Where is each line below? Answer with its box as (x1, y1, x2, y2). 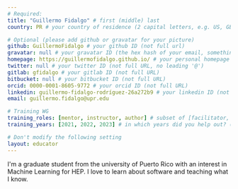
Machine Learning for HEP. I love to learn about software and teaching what (7, 167, 229, 176)
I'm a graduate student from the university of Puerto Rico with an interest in (7, 159, 227, 168)
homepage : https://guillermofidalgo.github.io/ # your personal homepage (7, 56, 230, 63)
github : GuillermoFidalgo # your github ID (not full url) (7, 43, 186, 50)
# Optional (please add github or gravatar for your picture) (7, 36, 195, 43)
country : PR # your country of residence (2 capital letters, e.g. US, (7, 23, 223, 30)
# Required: (7, 10, 42, 18)
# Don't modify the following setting (7, 133, 122, 141)
